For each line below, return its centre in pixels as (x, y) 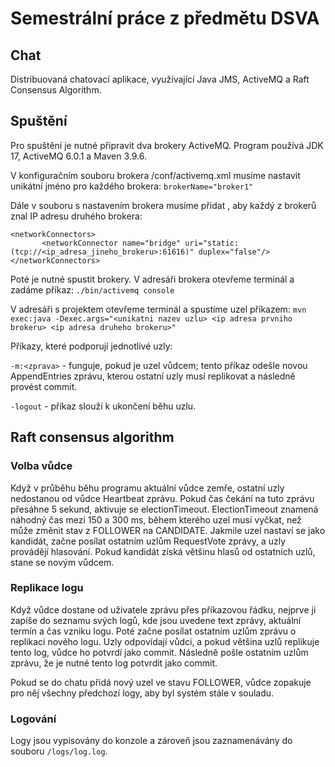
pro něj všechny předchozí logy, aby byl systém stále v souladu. (142, 693)
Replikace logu (47, 588)
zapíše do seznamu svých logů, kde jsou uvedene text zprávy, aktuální (156, 620)
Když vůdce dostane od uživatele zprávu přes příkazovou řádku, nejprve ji (163, 609)
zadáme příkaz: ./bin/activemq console (92, 289)
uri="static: (212, 243)
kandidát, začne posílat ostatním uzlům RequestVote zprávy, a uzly (148, 541)
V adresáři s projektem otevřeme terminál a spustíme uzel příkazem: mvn (158, 309)
